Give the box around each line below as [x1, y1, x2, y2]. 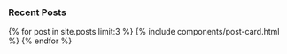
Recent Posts [8, 6, 67, 19]
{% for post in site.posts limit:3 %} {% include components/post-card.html [8, 27, 280, 37]
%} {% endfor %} [8, 35, 73, 46]
